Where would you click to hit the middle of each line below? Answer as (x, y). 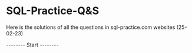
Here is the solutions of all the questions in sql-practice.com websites (91, 27)
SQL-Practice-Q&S (53, 11)
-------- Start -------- (32, 45)
